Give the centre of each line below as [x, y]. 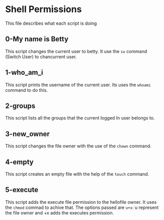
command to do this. [26, 90]
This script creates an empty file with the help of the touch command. [77, 174]
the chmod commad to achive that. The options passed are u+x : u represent [82, 207]
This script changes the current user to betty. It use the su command [76, 51]
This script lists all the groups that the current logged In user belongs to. [80, 118]
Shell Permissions [44, 9]
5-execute [22, 190]
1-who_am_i [24, 72]
